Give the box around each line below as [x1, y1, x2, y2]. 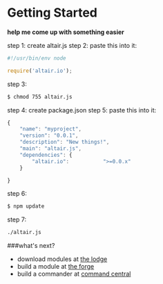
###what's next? [7, 242, 55, 250]
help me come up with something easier [7, 28, 124, 36]
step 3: [7, 80, 28, 88]
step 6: [7, 190, 28, 198]
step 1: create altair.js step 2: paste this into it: [7, 41, 137, 49]
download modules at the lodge [17, 255, 108, 263]
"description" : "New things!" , [19, 139, 110, 146]
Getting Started [7, 5, 98, 21]
